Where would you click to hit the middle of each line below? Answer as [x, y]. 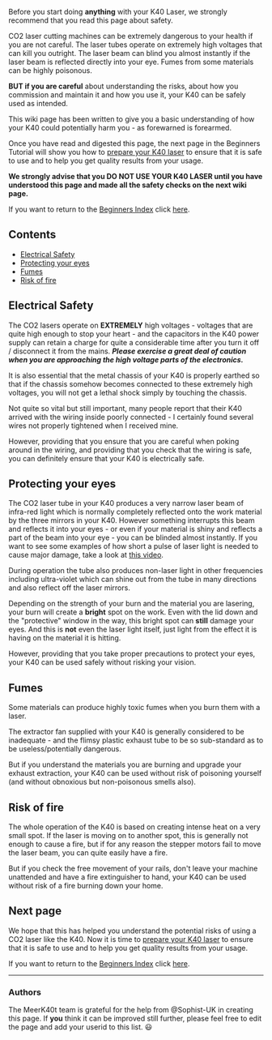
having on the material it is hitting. [65, 638]
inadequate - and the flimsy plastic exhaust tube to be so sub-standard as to [136, 740]
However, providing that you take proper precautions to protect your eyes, [132, 654]
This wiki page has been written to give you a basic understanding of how [132, 119]
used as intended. [38, 103]
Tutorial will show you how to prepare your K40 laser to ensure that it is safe [135, 152]
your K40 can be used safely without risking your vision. [102, 662]
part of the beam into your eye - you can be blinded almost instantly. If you [133, 537]
